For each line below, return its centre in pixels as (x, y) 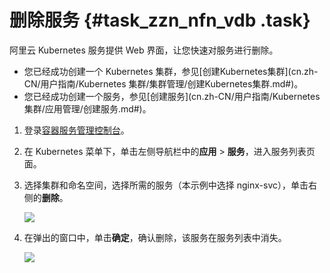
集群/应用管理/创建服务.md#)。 (87, 108)
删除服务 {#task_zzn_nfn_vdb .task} (160, 20)
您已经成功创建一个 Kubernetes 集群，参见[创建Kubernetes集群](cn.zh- (171, 71)
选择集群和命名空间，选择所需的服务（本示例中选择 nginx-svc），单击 (166, 185)
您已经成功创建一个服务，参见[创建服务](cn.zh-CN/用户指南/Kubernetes (172, 96)
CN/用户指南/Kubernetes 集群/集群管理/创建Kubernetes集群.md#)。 (163, 83)
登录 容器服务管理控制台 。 (76, 130)
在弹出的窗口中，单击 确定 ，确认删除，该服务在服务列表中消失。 (155, 237)
